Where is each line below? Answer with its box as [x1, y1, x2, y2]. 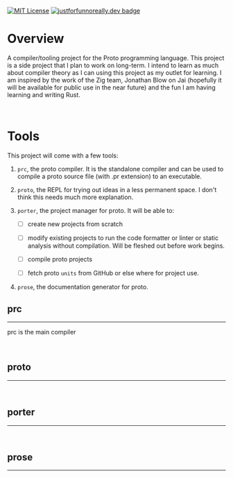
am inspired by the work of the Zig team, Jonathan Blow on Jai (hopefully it [7, 76, 222, 84]
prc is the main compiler [7, 327, 76, 336]
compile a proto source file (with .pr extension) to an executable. [17, 172, 202, 180]
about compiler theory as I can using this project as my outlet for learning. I [7, 68, 222, 76]
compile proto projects [27, 255, 92, 263]
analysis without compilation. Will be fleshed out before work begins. [27, 241, 225, 250]
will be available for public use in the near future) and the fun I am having [7, 83, 216, 92]
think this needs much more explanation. [17, 193, 134, 201]
